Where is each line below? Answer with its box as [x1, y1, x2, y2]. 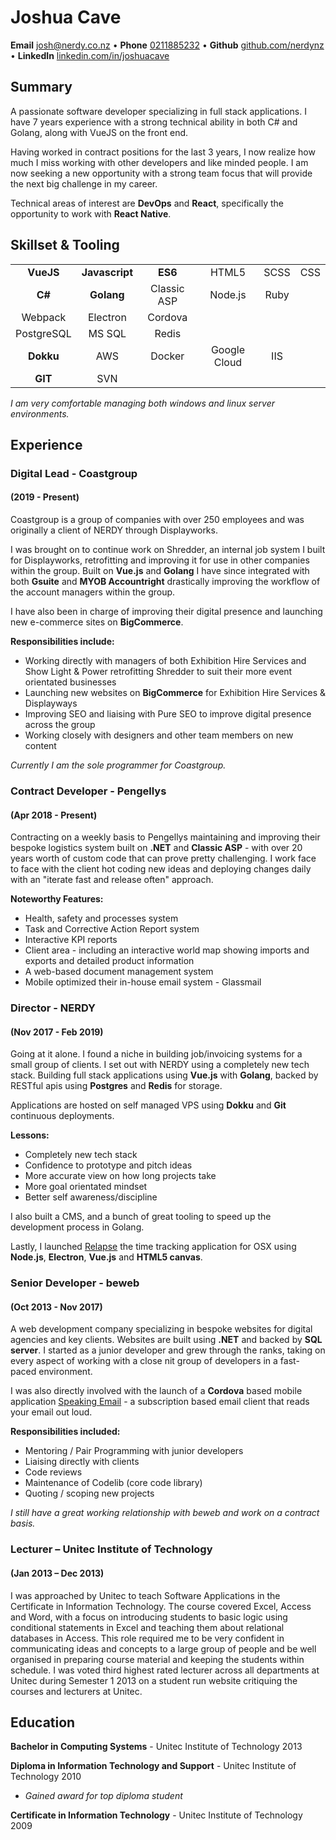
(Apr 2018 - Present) [10, 809, 98, 821]
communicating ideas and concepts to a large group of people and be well [10, 1642, 317, 1655]
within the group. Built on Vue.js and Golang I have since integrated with [10, 565, 310, 577]
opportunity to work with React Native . [10, 207, 172, 220]
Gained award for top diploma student [24, 1790, 183, 1802]
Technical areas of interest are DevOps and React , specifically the [10, 197, 285, 209]
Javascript [81, 265, 134, 279]
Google [210, 342, 246, 356]
